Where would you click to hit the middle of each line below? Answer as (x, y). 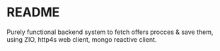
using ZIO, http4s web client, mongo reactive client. (82, 39)
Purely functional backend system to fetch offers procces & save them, (110, 32)
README (33, 12)
